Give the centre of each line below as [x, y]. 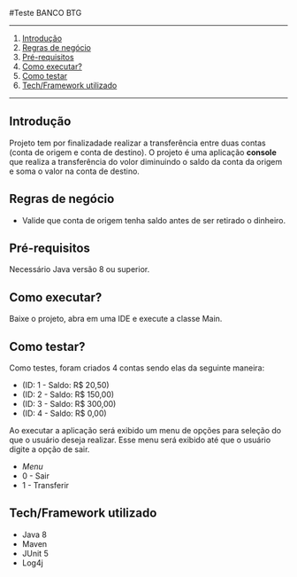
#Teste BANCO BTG [46, 13]
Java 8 [34, 534]
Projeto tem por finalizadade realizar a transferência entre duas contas [138, 143]
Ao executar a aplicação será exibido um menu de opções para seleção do [145, 431]
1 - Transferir [45, 486]
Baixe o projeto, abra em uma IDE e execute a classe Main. [116, 319]
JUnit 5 [35, 553]
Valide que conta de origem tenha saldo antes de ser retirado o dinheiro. [154, 220]
